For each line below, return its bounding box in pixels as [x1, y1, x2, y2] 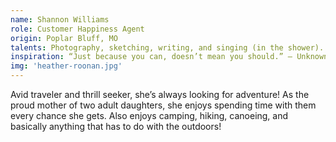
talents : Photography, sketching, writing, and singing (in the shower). [10, 42, 325, 53]
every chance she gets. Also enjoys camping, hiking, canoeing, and [10, 110, 289, 121]
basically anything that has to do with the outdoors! [10, 121, 222, 132]
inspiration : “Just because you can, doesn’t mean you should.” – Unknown [10, 52, 329, 62]
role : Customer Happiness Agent [10, 24, 145, 34]
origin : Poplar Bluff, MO [10, 33, 118, 43]
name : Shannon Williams [10, 14, 110, 25]
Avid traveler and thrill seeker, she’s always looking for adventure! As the [10, 89, 310, 100]
